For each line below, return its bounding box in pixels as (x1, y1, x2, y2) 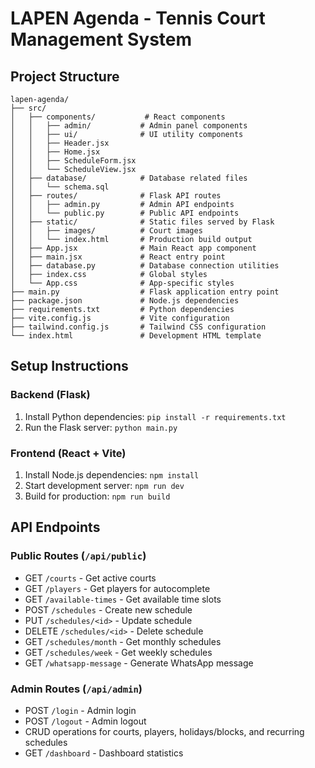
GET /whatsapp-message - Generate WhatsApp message (24, 657, 254, 669)
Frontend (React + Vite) (10, 446, 127, 460)
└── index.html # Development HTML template (10, 331, 262, 341)
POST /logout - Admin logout (24, 715, 147, 727)
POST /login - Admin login (24, 704, 137, 716)
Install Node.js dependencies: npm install (24, 468, 200, 481)
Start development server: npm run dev (24, 479, 185, 491)
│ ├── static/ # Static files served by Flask (10, 217, 275, 227)
